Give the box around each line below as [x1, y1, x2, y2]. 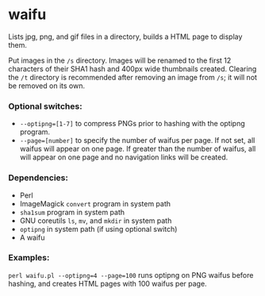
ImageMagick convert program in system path [19, 198, 171, 208]
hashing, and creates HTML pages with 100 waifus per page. [8, 279, 208, 288]
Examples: [8, 252, 50, 263]
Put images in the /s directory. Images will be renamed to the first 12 [8, 56, 232, 65]
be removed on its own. [8, 81, 86, 90]
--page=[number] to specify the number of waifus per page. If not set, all [19, 136, 255, 145]
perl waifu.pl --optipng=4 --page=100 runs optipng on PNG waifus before [8, 270, 254, 279]
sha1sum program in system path [19, 207, 125, 217]
